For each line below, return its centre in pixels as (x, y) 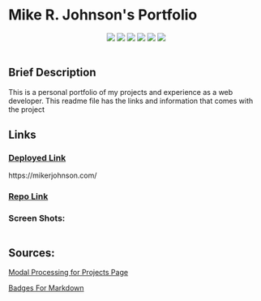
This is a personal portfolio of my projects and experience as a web (121, 92)
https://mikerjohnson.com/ (53, 175)
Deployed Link (37, 158)
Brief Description (52, 73)
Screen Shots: (37, 218)
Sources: (32, 253)
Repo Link (28, 196)
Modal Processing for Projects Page (68, 273)
